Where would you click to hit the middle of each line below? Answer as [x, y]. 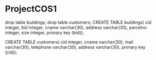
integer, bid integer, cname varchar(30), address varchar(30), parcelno [76, 27]
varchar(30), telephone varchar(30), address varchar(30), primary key [75, 47]
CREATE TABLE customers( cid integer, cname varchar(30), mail [69, 42]
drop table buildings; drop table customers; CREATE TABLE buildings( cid [78, 22]
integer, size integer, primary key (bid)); [44, 32]
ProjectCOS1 [31, 9]
